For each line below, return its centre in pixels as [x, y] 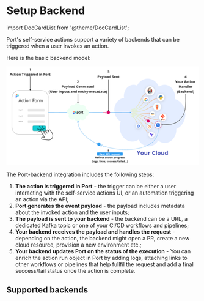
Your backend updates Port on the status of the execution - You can [103, 251]
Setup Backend [46, 11]
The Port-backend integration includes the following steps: [80, 174]
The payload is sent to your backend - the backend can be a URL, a [101, 218]
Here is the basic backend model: [49, 58]
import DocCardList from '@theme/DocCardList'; [68, 28]
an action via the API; [42, 199]
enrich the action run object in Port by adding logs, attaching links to [101, 258]
